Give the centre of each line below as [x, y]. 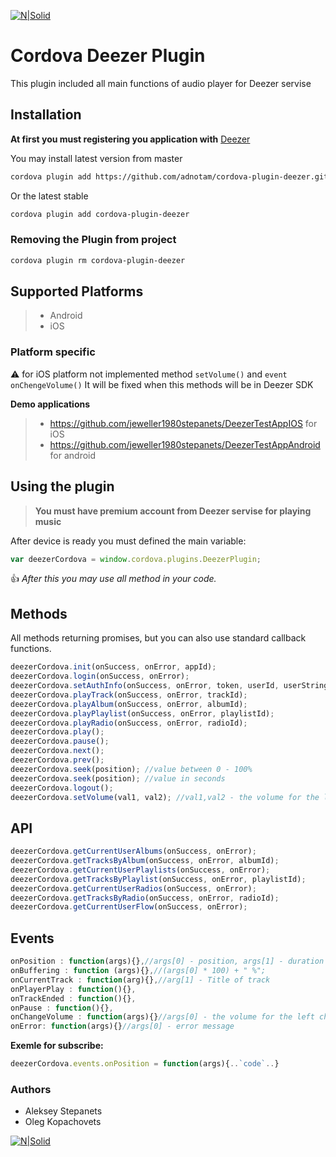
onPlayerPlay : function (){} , [73, 989]
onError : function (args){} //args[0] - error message [122, 1026]
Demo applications [50, 404]
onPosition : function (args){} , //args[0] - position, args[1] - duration [167, 961]
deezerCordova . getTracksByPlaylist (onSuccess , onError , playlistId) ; [158, 879]
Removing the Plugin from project [93, 240]
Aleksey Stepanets [63, 1111]
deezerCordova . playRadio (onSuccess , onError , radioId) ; [129, 723]
